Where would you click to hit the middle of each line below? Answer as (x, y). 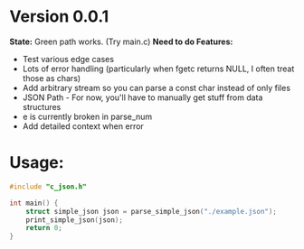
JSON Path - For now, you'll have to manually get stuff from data (142, 97)
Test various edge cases (68, 59)
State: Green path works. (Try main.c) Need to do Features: (121, 41)
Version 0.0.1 (59, 17)
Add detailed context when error (83, 126)
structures (42, 106)
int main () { (34, 203)
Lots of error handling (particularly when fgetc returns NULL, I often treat (158, 69)
